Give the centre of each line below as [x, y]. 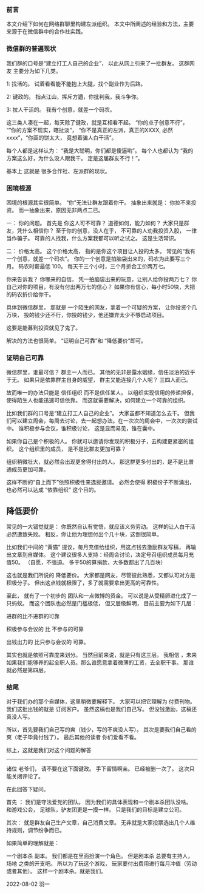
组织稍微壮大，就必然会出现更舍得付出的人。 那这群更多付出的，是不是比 [97, 462]
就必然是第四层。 [28, 670]
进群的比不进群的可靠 [33, 616]
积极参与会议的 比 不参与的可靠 [45, 629]
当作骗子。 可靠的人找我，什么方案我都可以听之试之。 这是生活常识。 [93, 238]
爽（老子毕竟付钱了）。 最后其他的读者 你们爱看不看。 [73, 737]
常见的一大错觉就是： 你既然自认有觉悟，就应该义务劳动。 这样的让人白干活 [101, 527]
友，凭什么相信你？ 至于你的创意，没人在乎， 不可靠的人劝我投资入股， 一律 [102, 230]
